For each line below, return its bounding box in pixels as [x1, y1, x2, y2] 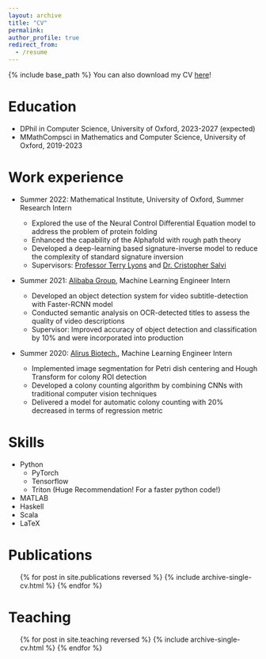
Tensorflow [31, 476, 69, 486]
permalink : [8, 26, 44, 34]
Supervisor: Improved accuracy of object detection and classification [31, 324, 257, 334]
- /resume [15, 48, 47, 56]
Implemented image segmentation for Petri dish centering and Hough [31, 363, 258, 373]
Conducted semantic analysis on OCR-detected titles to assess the [31, 308, 250, 317]
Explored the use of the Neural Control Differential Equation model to [31, 218, 256, 228]
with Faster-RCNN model [31, 299, 113, 309]
